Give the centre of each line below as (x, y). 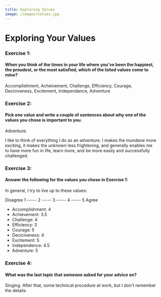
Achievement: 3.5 (29, 215)
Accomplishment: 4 (31, 209)
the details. (16, 291)
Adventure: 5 (25, 250)
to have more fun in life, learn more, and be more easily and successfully (77, 150)
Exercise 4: (19, 263)
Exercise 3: (18, 168)
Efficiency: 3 (24, 225)
